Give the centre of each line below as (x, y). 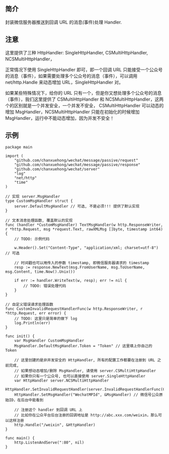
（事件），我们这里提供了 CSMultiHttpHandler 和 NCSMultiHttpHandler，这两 (84, 99)
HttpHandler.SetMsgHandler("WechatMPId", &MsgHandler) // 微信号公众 (87, 395)
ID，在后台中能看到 (26, 400)
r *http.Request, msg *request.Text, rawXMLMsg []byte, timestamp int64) (84, 230)
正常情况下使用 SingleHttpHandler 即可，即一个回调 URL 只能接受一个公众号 (84, 69)
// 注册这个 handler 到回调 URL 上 (49, 410)
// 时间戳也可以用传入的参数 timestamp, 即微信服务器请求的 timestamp (82, 263)
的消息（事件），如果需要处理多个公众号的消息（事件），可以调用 (71, 76)
